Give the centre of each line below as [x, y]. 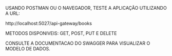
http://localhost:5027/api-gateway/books [49, 23]
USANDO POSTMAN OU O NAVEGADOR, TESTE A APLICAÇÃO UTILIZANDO [86, 8]
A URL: [13, 13]
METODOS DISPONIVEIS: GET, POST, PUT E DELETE [61, 33]
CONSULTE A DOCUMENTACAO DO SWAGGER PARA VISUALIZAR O [78, 43]
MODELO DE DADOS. [28, 49]
